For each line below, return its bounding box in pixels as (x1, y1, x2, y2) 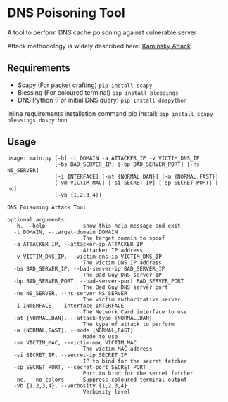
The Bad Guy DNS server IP (82, 271, 162, 278)
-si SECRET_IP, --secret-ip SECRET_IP (13, 351, 128, 358)
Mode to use (82, 332, 118, 340)
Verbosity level (82, 388, 131, 395)
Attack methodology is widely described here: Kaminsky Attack (7, 41, 191, 50)
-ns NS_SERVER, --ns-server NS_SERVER (13, 290, 128, 297)
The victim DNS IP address (82, 259, 162, 266)
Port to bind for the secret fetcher (82, 370, 194, 377)
